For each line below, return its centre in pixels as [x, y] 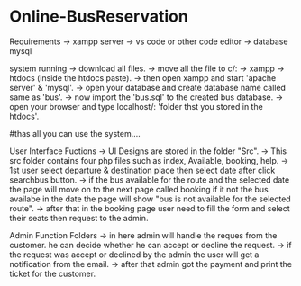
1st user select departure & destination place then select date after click [142, 170]
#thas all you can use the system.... [75, 133]
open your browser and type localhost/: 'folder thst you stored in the [136, 106]
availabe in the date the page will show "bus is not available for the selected [150, 199]
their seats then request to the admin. [79, 218]
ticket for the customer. [53, 273]
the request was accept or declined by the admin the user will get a [134, 255]
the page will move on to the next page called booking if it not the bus [139, 189]
